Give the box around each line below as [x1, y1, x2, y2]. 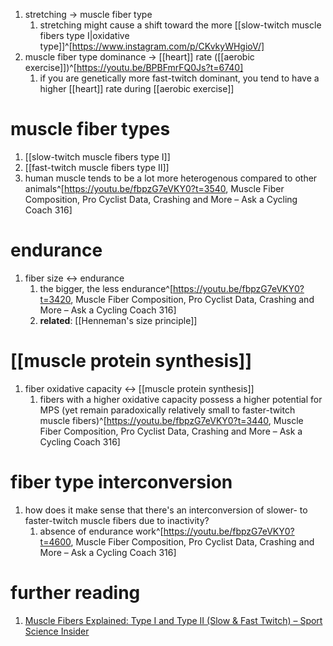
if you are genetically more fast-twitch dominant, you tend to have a [39, 72, 320, 84]
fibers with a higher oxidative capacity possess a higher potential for [39, 393, 323, 405]
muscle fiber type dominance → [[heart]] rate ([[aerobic [24, 51, 255, 63]
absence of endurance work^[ [39, 525, 164, 537]
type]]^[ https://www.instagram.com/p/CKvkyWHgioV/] [39, 40, 265, 52]
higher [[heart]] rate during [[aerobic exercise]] [39, 83, 235, 94]
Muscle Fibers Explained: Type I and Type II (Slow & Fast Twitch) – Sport [24, 614, 323, 626]
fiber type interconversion [10, 471, 233, 493]
